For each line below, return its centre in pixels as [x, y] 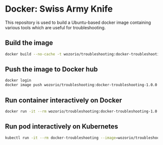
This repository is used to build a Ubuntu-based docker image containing [78, 22]
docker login [18, 81]
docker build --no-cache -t [33, 54]
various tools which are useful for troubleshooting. [55, 27]
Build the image [29, 43]
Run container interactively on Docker [64, 100]
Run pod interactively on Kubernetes [62, 127]
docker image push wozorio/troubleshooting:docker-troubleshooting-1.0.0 [81, 85]
